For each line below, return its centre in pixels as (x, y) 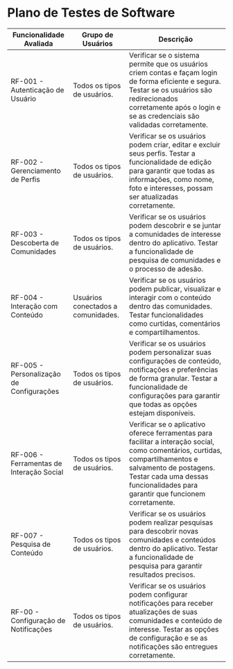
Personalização (36, 374)
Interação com (34, 306)
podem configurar (159, 594)
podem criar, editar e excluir (175, 144)
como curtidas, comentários (175, 323)
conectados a (95, 306)
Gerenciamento (36, 170)
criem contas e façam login (173, 72)
